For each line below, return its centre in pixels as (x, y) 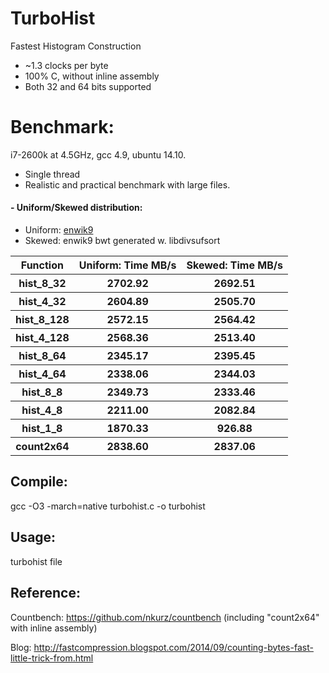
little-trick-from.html (52, 658)
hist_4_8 (42, 410)
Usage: (33, 537)
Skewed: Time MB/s (234, 265)
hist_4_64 (42, 374)
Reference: (45, 593)
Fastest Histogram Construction (76, 46)
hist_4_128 (42, 338)
